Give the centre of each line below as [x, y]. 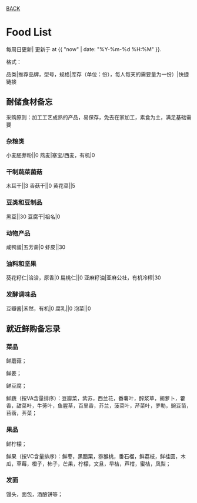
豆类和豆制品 [24, 202]
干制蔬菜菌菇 [24, 172]
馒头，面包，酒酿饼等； [34, 494]
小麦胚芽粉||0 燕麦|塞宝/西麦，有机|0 [51, 155]
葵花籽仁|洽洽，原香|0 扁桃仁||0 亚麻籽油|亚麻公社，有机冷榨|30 [84, 278]
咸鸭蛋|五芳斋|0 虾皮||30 [36, 247]
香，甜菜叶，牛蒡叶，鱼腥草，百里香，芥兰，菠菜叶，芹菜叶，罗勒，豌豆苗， [99, 406]
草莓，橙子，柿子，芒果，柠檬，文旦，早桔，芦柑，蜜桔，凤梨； [94, 464]
